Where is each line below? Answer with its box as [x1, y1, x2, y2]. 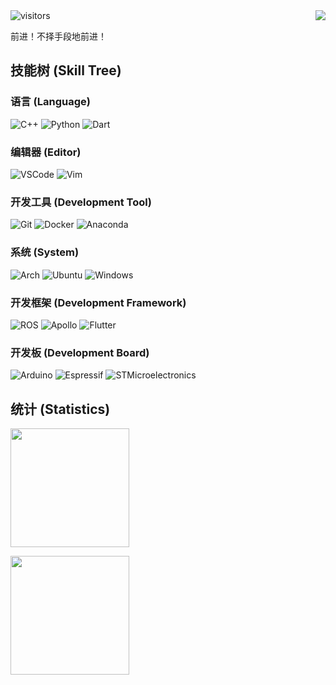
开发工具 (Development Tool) [10, 195, 152, 209]
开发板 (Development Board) [10, 345, 150, 359]
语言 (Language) [10, 95, 91, 109]
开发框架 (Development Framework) [10, 295, 187, 309]
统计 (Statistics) [10, 400, 111, 418]
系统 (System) [10, 245, 80, 259]
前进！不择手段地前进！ [10, 30, 107, 42]
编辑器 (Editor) [10, 145, 82, 159]
